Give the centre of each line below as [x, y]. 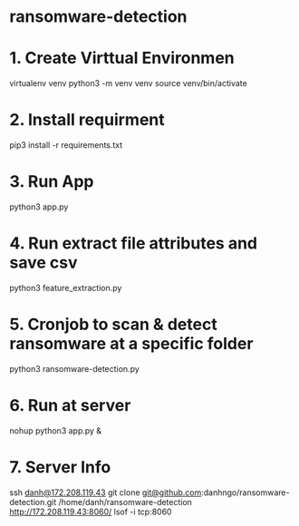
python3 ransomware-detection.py [75, 368]
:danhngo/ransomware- [245, 492]
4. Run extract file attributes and [134, 244]
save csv [43, 263]
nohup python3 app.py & [56, 430]
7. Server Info [60, 467]
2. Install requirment [87, 120]
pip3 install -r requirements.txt [66, 145]
